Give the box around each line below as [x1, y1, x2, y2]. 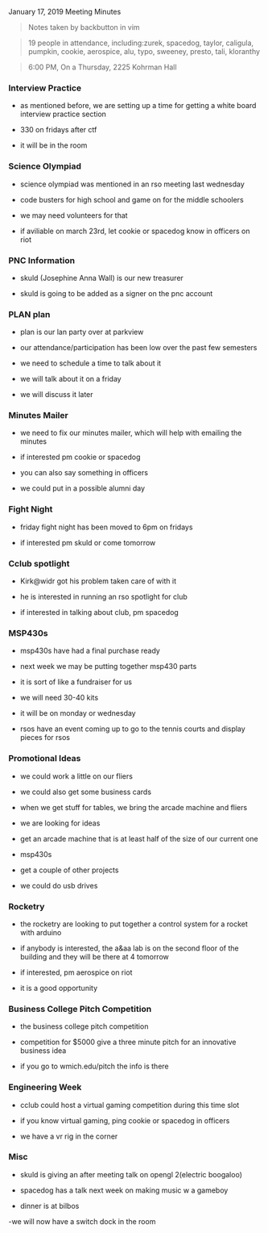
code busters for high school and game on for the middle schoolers [19, 194, 244, 204]
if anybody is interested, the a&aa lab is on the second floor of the [19, 943, 239, 953]
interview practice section [19, 109, 107, 119]
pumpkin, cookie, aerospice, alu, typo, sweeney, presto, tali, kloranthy [27, 47, 260, 56]
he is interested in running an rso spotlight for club [19, 592, 188, 602]
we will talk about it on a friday [19, 374, 122, 384]
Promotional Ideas [8, 753, 81, 764]
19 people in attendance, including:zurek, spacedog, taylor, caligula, [27, 38, 254, 48]
